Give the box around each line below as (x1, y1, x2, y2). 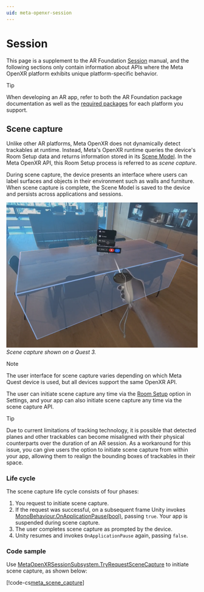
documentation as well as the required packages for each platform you (6, 100, 183, 107)
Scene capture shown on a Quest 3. (6, 348, 97, 356)
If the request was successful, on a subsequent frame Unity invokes (15, 506, 186, 514)
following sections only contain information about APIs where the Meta (6, 63, 183, 71)
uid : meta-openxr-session (6, 10, 72, 16)
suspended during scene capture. (15, 519, 100, 526)
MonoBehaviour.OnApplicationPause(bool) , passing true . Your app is (15, 512, 188, 520)
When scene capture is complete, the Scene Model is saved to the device (6, 184, 191, 191)
